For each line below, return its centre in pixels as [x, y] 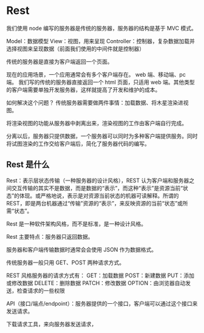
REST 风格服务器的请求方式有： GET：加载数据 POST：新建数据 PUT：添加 [100, 275]
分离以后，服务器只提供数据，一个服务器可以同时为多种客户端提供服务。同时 [102, 136]
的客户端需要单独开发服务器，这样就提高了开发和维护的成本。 [83, 89]
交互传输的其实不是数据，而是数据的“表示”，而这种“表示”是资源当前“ [97, 188]
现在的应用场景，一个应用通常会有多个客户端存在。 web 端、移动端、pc [96, 74]
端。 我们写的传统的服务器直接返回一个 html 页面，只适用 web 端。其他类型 [101, 82]
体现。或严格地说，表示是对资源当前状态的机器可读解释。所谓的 [99, 196]
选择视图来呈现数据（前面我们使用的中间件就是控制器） [75, 49]
